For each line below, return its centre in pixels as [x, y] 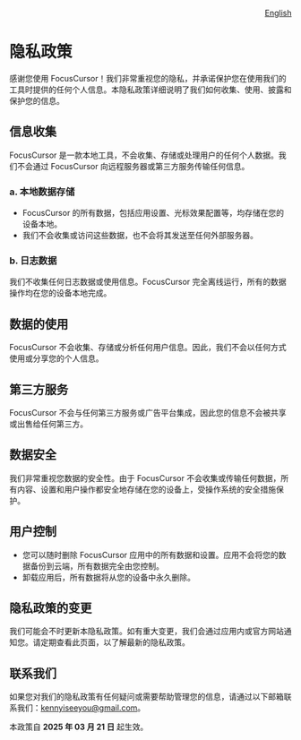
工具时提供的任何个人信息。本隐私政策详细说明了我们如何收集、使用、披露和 [150, 90]
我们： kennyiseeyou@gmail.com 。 [81, 708]
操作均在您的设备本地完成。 [60, 293]
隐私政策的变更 [51, 608]
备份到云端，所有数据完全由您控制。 [97, 566]
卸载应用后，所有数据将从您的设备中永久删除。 [108, 577]
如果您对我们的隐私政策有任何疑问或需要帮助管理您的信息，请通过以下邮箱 [146, 697]
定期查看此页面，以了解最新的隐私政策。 [115, 642]
